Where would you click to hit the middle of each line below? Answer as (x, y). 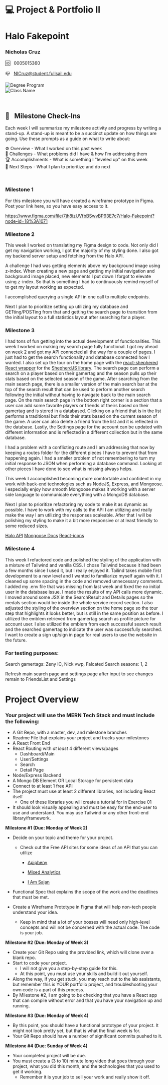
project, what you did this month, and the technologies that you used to (86, 1066)
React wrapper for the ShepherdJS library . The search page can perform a (82, 368)
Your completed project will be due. (49, 1056)
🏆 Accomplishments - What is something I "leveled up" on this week (76, 160)
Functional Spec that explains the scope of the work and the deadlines (85, 892)
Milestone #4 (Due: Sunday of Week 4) (46, 1046)
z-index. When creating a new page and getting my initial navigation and (80, 271)
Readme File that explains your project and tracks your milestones (81, 738)
